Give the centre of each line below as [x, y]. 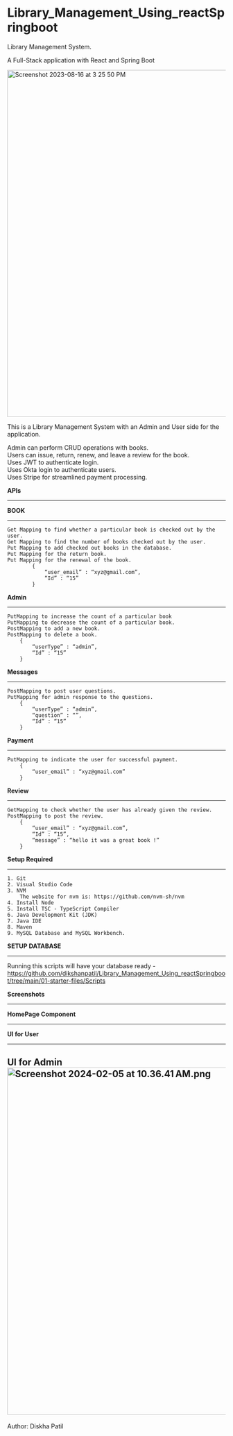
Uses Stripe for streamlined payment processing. [77, 477]
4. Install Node [31, 903]
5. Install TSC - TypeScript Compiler [63, 909]
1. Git [17, 878]
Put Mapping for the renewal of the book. [69, 560]
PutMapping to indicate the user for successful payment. [93, 759]
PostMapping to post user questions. [62, 691]
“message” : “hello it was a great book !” [96, 840]
